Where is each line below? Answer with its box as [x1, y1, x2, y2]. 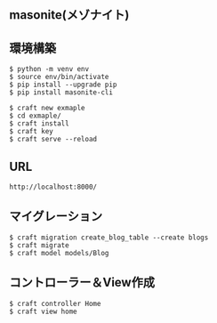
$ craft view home [9, 307, 77, 316]
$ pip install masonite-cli [9, 88, 114, 97]
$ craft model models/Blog [9, 248, 109, 257]
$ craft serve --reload [9, 135, 98, 144]
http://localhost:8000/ [9, 182, 98, 192]
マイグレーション [9, 209, 103, 224]
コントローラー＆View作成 [9, 275, 156, 290]
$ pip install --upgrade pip [9, 80, 117, 90]
